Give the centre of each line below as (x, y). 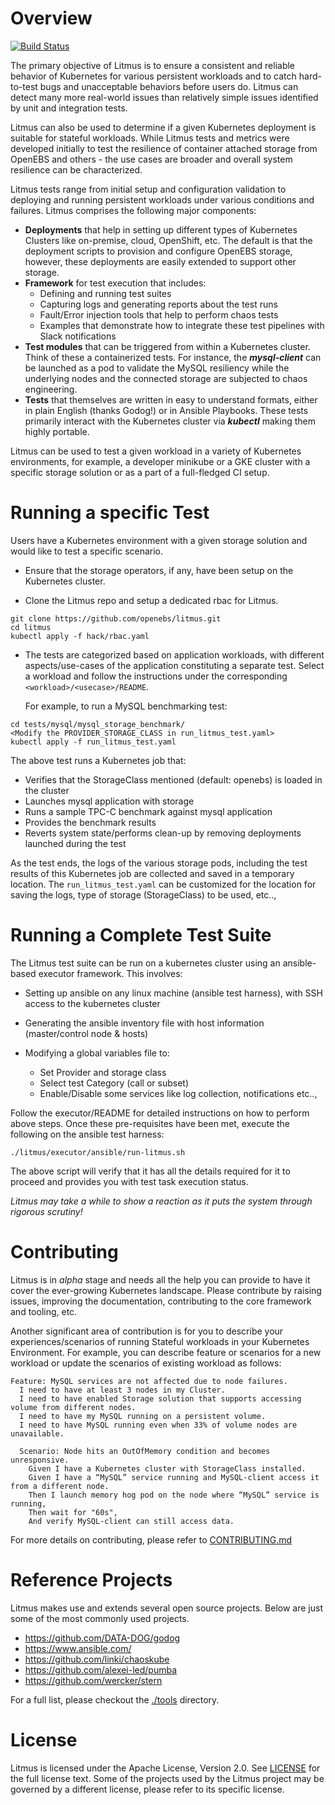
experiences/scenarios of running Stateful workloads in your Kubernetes (160, 1341)
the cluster (47, 790)
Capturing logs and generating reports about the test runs (158, 304)
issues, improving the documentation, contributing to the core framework (161, 1301)
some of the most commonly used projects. (100, 1618)
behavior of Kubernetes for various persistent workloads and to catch (153, 76)
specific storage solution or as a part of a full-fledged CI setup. (140, 472)
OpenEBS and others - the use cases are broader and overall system (151, 159)
